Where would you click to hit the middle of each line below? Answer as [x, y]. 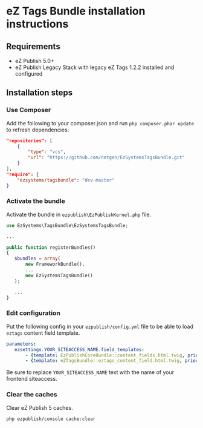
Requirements [33, 46]
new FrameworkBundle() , [55, 265]
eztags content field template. [43, 333]
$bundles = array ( [37, 258]
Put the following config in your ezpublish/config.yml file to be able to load [100, 326]
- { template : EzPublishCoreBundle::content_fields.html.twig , [105, 355]
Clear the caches [32, 395]
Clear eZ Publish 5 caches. [40, 407]
